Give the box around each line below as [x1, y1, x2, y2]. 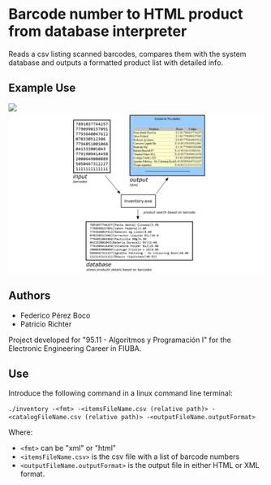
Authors [8, 289, 51, 303]
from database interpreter [8, 22, 187, 41]
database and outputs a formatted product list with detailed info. [8, 58, 224, 67]
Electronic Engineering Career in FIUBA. [8, 343, 142, 353]
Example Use [8, 81, 76, 95]
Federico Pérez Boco [19, 310, 91, 320]
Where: [8, 427, 33, 437]
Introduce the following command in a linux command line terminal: [8, 388, 233, 398]
